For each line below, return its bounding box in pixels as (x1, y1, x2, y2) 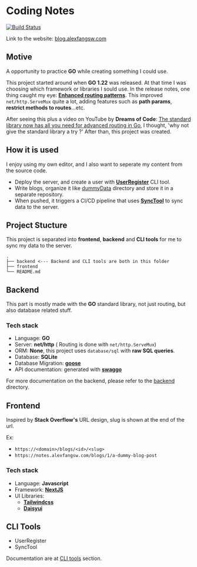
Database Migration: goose (14, 360, 81, 367)
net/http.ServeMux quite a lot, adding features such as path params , (6, 98, 172, 105)
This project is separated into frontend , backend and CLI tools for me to (6, 236, 182, 243)
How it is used (6, 145, 59, 155)
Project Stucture (6, 220, 68, 230)
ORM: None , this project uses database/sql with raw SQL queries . (14, 347, 175, 354)
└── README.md (6, 269, 41, 275)
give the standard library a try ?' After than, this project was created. (6, 128, 172, 135)
